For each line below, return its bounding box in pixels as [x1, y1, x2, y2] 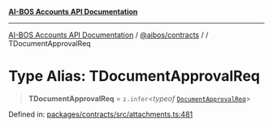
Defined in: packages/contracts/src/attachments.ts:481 [8, 109, 193, 119]
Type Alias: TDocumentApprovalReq [8, 67, 260, 86]
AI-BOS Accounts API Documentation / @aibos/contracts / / [8, 30, 209, 40]
